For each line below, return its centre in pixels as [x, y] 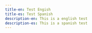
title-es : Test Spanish [29, 14]
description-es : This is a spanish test [46, 23]
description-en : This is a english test [46, 18]
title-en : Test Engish [28, 9]
